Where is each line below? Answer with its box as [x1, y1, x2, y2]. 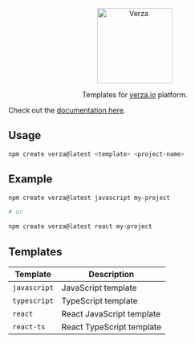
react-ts [12, 322, 46, 331]
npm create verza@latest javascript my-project [8, 194, 171, 202]
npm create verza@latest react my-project [8, 223, 152, 231]
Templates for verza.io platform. [82, 90, 188, 100]
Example [8, 173, 53, 186]
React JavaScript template [61, 308, 161, 319]
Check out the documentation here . [8, 105, 126, 115]
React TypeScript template [61, 321, 162, 333]
